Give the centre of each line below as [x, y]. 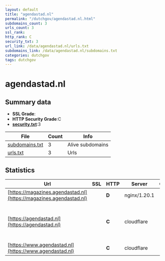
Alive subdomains [88, 145]
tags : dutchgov [21, 60]
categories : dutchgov [27, 55]
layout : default [22, 10]
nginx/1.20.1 [139, 195]
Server [139, 184]
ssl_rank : [15, 32]
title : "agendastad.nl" [29, 14]
